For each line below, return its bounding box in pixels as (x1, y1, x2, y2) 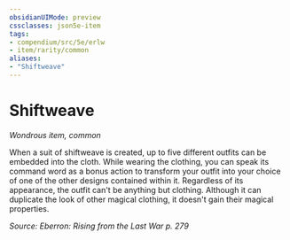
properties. (9, 203, 50, 213)
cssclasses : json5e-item (9, 21, 101, 30)
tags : (9, 29, 29, 38)
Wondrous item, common (9, 129, 102, 140)
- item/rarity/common (9, 46, 90, 55)
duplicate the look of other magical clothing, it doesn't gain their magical (9, 194, 274, 205)
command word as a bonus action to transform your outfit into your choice (9, 166, 281, 176)
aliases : (9, 54, 42, 63)
